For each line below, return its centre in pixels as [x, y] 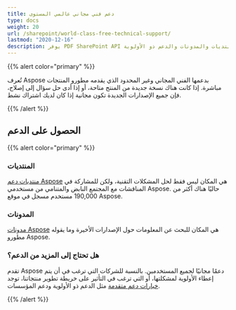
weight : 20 [23, 27]
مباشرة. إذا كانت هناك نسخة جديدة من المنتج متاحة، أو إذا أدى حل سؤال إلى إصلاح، [114, 88]
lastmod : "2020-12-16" [40, 40]
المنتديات [21, 166]
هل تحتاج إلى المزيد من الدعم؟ [53, 255]
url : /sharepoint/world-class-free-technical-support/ [89, 33]
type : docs [23, 20]
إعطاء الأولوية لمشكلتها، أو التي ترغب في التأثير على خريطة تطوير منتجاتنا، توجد [111, 278]
